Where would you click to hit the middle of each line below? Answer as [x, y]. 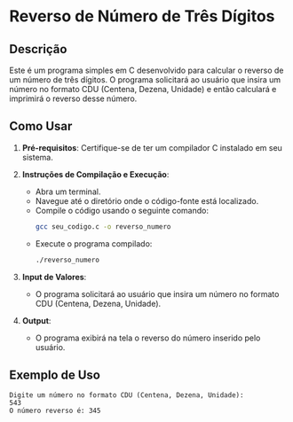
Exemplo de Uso [55, 375]
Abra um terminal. [68, 191]
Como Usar [41, 126]
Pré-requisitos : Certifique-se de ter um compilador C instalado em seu [152, 147]
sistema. [37, 157]
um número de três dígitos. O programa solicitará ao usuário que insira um [145, 80]
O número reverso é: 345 [55, 411]
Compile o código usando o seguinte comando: [122, 210]
